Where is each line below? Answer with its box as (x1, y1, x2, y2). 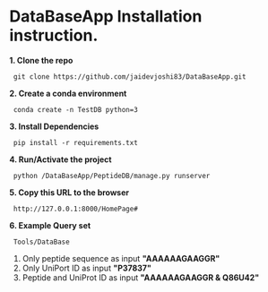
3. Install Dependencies (9, 121, 99, 132)
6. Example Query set (9, 219, 91, 230)
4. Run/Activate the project (9, 154, 112, 165)
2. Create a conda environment (9, 88, 127, 99)
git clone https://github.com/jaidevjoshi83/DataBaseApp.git (13, 72, 246, 82)
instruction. (9, 25, 99, 46)
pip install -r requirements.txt (13, 138, 139, 147)
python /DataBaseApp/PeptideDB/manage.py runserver (13, 171, 211, 180)
